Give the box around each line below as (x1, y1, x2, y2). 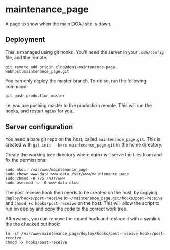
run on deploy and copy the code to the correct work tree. (5, 205, 128, 212)
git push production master (5, 93, 65, 98)
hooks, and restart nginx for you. (5, 108, 74, 114)
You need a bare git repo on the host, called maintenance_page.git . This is (5, 136, 161, 142)
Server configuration (5, 122, 74, 131)
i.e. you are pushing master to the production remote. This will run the (5, 102, 152, 108)
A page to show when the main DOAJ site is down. (5, 20, 112, 27)
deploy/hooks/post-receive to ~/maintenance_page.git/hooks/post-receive (5, 195, 163, 201)
